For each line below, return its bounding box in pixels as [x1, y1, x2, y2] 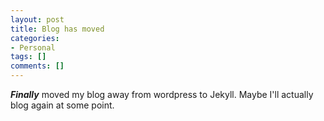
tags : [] [10, 52, 47, 62]
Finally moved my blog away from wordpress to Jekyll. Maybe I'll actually [10, 89, 314, 100]
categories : [10, 33, 60, 43]
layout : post [10, 14, 65, 25]
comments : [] [10, 61, 65, 71]
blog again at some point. [10, 99, 115, 111]
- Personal [10, 42, 56, 53]
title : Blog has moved [10, 24, 105, 34]
